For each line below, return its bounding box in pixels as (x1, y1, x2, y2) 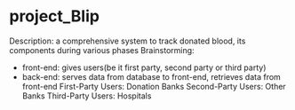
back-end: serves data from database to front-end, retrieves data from (21, 71, 282, 82)
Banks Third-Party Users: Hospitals (21, 90, 152, 101)
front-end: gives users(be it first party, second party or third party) (21, 62, 267, 73)
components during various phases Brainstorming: (9, 44, 195, 55)
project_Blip (9, 6, 100, 27)
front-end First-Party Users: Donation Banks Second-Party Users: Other (21, 81, 286, 91)
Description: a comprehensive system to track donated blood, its (9, 35, 246, 46)
